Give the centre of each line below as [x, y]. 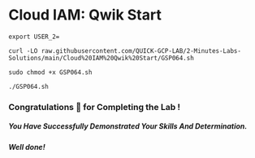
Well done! [27, 147]
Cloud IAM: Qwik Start [85, 15]
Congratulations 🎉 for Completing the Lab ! [95, 107]
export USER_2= [34, 37]
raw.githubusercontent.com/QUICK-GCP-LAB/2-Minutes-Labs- [141, 50]
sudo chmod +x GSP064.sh [50, 72]
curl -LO [23, 50]
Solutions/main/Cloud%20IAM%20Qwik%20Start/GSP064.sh [102, 58]
